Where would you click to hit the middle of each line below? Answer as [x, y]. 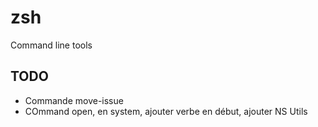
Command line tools [51, 45]
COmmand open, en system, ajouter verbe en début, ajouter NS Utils [166, 111]
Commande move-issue [74, 100]
